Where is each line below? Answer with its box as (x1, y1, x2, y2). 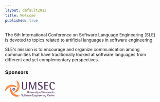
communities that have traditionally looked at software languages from (5, 51, 146, 58)
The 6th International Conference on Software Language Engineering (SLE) (5, 32, 156, 38)
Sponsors (5, 69, 29, 76)
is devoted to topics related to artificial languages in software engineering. (5, 37, 154, 43)
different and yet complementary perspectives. (5, 57, 99, 63)
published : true (5, 18, 38, 23)
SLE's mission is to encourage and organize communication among (5, 47, 140, 52)
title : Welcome (5, 13, 36, 18)
